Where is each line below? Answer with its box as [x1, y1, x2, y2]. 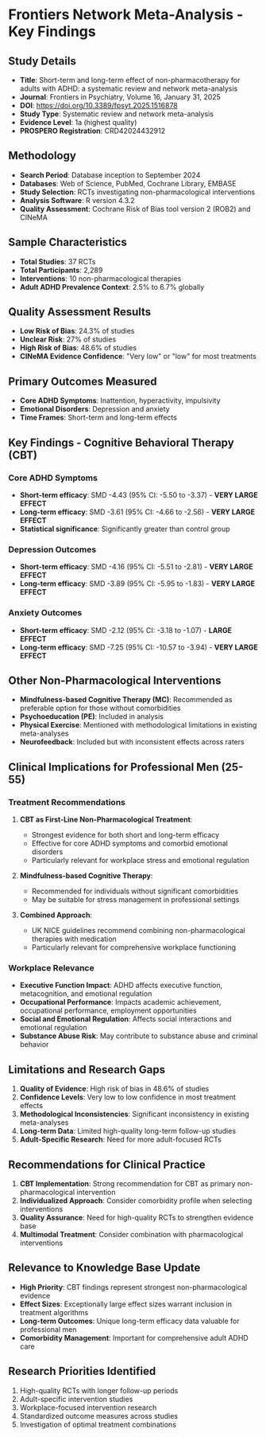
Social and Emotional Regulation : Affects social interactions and [19, 1014, 232, 1024]
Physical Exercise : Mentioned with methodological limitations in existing [19, 720, 257, 730]
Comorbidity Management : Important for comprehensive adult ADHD [19, 1333, 249, 1342]
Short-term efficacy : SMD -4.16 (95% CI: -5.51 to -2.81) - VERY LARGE [19, 562, 253, 572]
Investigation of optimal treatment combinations [19, 1419, 177, 1429]
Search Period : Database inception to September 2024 [19, 170, 201, 180]
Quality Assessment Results [8, 305, 152, 319]
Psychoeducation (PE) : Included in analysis [19, 712, 164, 721]
